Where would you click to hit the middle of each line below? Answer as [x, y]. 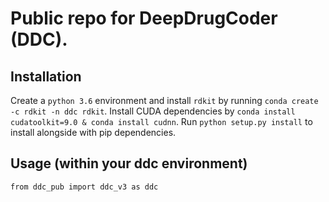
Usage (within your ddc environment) [129, 163]
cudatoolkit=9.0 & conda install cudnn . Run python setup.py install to [161, 121]
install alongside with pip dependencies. [93, 132]
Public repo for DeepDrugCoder [144, 18]
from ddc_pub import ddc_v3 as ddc [84, 187]
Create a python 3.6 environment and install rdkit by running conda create [164, 100]
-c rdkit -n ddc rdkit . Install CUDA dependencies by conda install [153, 111]
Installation [46, 76]
